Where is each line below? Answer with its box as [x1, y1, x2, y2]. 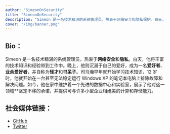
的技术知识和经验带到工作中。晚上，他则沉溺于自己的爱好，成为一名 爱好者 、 [5, 62, 165, 69]
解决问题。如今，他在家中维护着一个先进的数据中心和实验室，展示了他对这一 [5, 82, 165, 88]
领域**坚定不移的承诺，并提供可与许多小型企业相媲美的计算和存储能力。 [5, 88, 156, 94]
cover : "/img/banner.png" [5, 21, 60, 27]
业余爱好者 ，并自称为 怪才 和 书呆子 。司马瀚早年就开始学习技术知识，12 [5, 69, 152, 75]
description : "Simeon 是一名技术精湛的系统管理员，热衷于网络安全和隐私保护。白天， [5, 17, 166, 22]
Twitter [12, 123, 28, 129]
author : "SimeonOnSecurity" [5, 7, 65, 13]
